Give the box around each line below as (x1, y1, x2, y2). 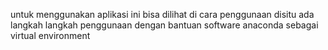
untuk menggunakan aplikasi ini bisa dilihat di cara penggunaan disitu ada (10, 9, 315, 20)
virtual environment (10, 30, 91, 41)
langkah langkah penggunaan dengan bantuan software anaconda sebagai (10, 19, 319, 31)
